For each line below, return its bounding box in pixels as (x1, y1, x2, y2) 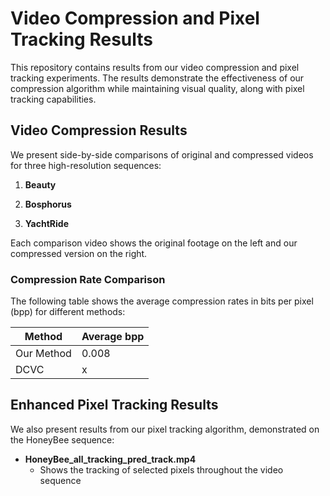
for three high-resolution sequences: (10, 159, 162, 171)
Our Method (15, 347, 72, 361)
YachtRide (24, 217, 70, 229)
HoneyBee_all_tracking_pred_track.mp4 (24, 453, 197, 465)
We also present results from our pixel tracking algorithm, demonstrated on (10, 423, 320, 435)
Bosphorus (24, 198, 72, 210)
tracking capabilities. (10, 93, 97, 105)
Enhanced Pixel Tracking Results (10, 397, 219, 414)
